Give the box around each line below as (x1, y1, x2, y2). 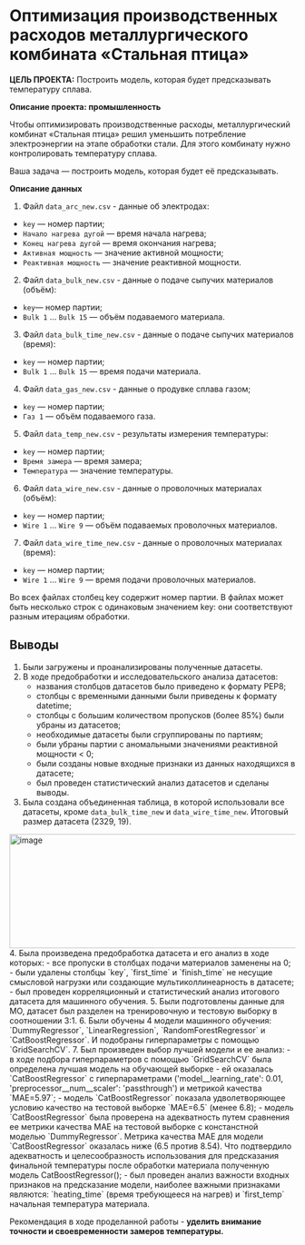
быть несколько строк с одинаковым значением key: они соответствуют (9, 601, 293, 612)
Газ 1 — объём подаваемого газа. (22, 410, 156, 421)
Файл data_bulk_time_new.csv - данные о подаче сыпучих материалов (22, 329, 294, 340)
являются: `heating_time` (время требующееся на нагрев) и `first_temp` (9, 1189, 285, 1200)
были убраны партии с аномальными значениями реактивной (35, 738, 279, 749)
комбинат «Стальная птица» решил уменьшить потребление (9, 128, 247, 139)
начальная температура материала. (9, 1198, 150, 1209)
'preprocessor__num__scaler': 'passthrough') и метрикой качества (9, 1082, 262, 1093)
